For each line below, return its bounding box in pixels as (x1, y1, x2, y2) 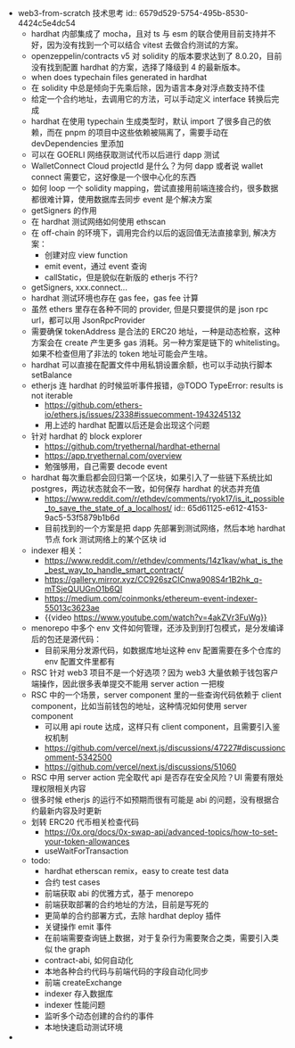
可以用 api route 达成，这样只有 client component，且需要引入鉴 (44, 722, 281, 731)
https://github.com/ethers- (44, 400, 143, 410)
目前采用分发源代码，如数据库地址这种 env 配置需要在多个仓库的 (44, 645, 282, 656)
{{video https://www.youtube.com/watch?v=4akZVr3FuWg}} (44, 612, 267, 623)
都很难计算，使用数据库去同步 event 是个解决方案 (30, 194, 212, 204)
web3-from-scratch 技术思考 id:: (17, 8, 138, 18)
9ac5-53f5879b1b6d (44, 512, 120, 523)
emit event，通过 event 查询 (44, 261, 147, 271)
